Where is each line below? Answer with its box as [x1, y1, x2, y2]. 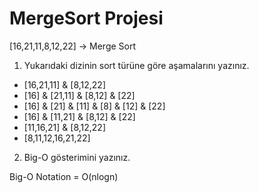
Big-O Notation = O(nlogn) [9, 170, 119, 182]
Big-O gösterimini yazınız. [23, 151, 131, 163]
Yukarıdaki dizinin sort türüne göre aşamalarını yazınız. [23, 59, 250, 71]
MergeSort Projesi [9, 7, 164, 30]
